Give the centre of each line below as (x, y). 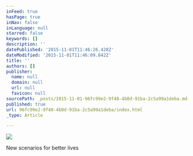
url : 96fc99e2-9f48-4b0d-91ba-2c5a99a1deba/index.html (75, 110)
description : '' (26, 45)
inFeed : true (22, 11)
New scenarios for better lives (43, 148)
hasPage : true (23, 17)
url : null (23, 88)
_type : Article (25, 115)
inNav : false (22, 22)
